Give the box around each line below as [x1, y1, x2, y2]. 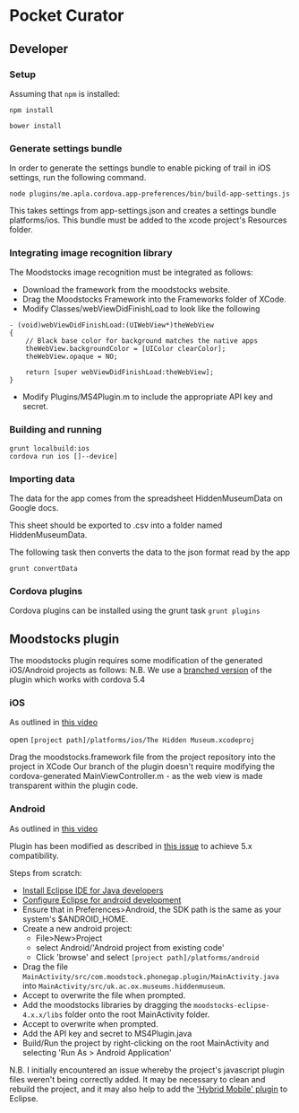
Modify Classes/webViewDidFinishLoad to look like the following [21, 303, 261, 314]
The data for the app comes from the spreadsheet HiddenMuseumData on [9, 493, 284, 504]
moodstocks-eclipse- [193, 1001, 270, 1010]
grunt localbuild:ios [9, 443, 90, 453]
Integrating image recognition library [9, 247, 173, 259]
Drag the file [21, 961, 69, 972]
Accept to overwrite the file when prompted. [21, 989, 186, 1001]
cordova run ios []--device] [9, 451, 118, 460]
